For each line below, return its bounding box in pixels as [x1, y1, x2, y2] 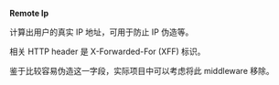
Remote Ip [9, 8, 49, 18]
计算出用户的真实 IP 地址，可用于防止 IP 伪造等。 [9, 27, 194, 37]
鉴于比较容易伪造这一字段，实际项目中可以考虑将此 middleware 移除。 [9, 66, 274, 76]
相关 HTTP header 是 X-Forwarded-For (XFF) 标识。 [9, 46, 206, 57]
